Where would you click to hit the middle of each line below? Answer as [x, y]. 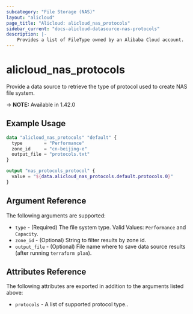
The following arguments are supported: [56, 216]
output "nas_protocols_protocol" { [51, 171]
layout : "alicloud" [31, 18]
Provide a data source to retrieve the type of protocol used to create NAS [97, 86]
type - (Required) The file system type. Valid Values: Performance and [100, 227]
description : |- [26, 34]
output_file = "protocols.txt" [51, 155]
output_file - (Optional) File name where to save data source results [100, 246]
